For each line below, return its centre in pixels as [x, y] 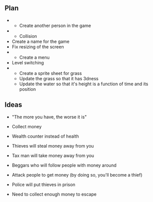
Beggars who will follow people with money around [64, 165]
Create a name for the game [41, 41]
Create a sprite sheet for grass [51, 73]
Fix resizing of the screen [38, 46]
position [27, 89]
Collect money [27, 126]
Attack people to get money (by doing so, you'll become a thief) [77, 175]
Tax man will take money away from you [53, 155]
